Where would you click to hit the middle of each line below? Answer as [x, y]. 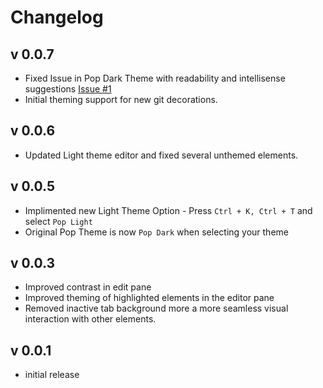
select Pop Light [58, 221]
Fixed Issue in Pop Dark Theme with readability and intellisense [155, 78]
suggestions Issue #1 [68, 89]
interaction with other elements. [90, 319]
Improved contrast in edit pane [88, 287]
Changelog [57, 17]
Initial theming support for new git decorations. [121, 99]
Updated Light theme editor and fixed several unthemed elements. [161, 155]
